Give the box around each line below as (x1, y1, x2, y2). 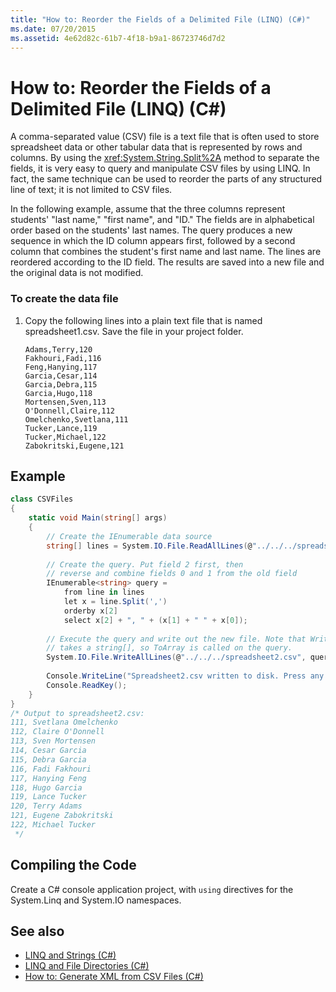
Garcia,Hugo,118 (24, 388, 93, 398)
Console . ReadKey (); (46, 680, 128, 690)
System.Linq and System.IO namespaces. (10, 894, 182, 906)
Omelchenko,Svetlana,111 (24, 414, 129, 425)
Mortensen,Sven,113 (24, 397, 107, 407)
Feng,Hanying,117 (24, 362, 98, 372)
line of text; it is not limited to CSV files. (10, 184, 173, 196)
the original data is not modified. (10, 267, 144, 279)
